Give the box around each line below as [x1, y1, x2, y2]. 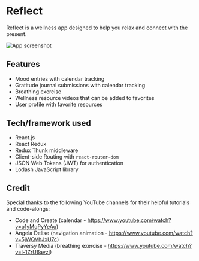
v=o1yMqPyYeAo [14, 223, 57, 230]
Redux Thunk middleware [14, 147, 79, 154]
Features [6, 59, 40, 69]
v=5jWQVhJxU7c [14, 236, 58, 243]
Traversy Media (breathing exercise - [14, 242, 107, 250]
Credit [6, 183, 30, 193]
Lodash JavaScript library [14, 166, 79, 173]
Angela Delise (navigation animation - [14, 229, 108, 237]
